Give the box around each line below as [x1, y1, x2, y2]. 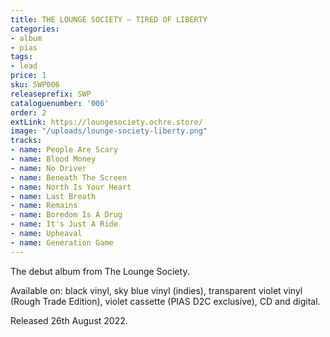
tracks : [10, 136, 43, 146]
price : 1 [10, 71, 47, 81]
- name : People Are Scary [10, 145, 118, 155]
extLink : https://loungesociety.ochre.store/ [10, 117, 203, 127]
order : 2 [10, 107, 47, 118]
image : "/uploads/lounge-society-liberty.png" [10, 126, 208, 136]
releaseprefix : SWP [10, 89, 92, 99]
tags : [10, 52, 33, 62]
